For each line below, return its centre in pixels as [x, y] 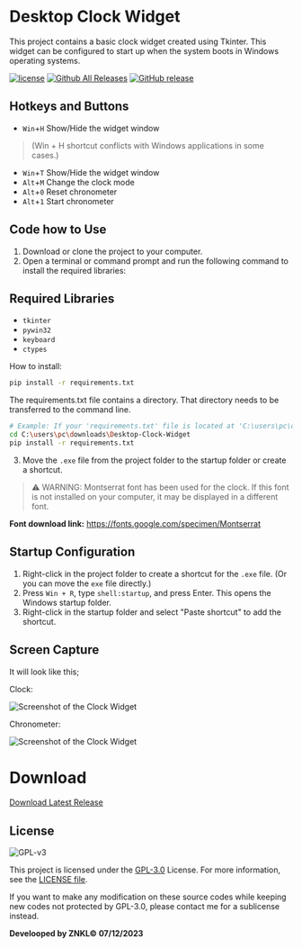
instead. [24, 916]
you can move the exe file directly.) [87, 583]
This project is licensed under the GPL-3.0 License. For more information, [145, 870]
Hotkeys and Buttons [69, 107]
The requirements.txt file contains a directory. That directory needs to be [144, 400]
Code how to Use [58, 230]
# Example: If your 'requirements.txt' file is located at [122, 426]
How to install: [36, 366]
